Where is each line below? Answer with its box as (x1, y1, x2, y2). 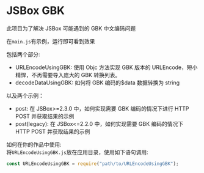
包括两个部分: (6, 50, 41, 58)
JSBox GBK (6, 4, 65, 18)
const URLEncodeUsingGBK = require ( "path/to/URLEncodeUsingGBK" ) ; (6, 160, 179, 167)
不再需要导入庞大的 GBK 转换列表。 (31, 71, 121, 78)
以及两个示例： (6, 92, 44, 99)
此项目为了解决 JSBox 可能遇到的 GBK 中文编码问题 (6, 24, 136, 32)
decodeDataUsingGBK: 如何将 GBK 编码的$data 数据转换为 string (15, 79, 180, 86)
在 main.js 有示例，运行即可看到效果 (6, 37, 96, 45)
